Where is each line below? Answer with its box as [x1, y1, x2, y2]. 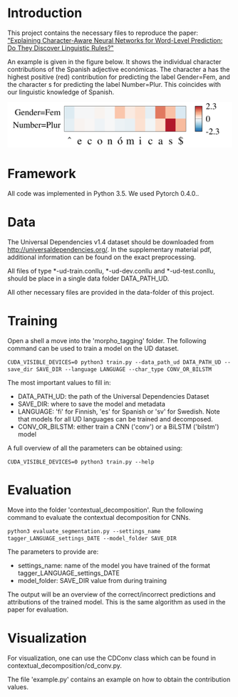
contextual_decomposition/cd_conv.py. [7, 661, 123, 670]
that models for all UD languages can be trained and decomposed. [17, 414, 213, 423]
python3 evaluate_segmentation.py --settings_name [7, 528, 161, 535]
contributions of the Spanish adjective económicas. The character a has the [7, 65, 230, 73]
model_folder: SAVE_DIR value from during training [17, 576, 167, 585]
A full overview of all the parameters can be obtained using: [7, 444, 183, 452]
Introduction [7, 5, 83, 21]
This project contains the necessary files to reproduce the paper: [7, 28, 198, 37]
